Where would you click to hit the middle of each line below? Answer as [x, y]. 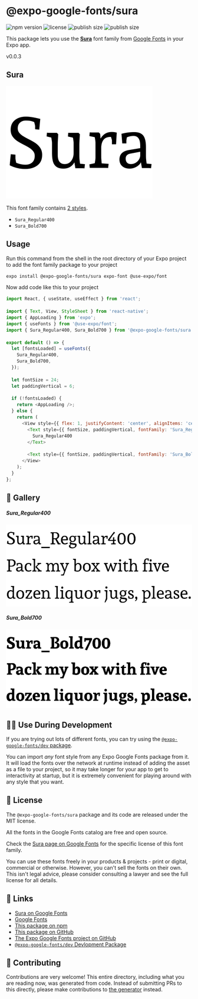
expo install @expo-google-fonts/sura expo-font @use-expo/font [87, 276]
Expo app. [19, 45]
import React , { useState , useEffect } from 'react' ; [74, 299]
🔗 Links [20, 899]
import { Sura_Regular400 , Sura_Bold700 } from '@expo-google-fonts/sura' [100, 330]
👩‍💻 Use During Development [59, 725]
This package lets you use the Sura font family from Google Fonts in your [95, 38]
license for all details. [32, 880]
